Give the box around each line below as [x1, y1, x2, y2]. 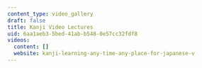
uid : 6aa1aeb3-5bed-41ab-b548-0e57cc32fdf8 [7, 30, 138, 38]
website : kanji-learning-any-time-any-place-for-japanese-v [13, 50, 195, 57]
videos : [7, 37, 30, 44]
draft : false [7, 17, 46, 24]
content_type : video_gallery [7, 10, 94, 18]
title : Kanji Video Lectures [7, 23, 94, 30]
